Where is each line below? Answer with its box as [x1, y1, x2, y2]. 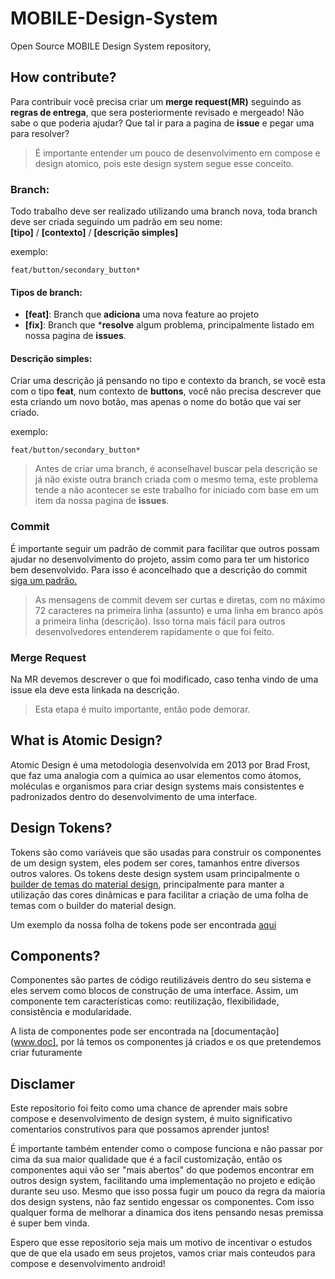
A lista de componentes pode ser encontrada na [10, 1025, 209, 1037]
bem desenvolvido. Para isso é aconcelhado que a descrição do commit [10, 563, 308, 576]
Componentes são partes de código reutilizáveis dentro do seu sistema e [10, 974, 312, 986]
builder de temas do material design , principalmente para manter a [10, 878, 285, 890]
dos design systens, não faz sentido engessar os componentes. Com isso [10, 1196, 315, 1208]
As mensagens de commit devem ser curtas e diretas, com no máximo [34, 593, 326, 606]
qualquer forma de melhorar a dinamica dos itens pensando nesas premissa [10, 1207, 324, 1219]
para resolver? [10, 127, 70, 139]
